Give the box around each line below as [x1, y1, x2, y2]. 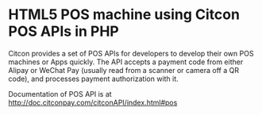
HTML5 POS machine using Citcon [8, 6, 241, 24]
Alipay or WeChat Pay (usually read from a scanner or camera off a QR [8, 65, 240, 75]
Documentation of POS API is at [8, 89, 113, 98]
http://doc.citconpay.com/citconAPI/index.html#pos [8, 98, 178, 107]
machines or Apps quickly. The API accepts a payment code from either [8, 57, 244, 67]
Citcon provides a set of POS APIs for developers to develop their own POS [8, 48, 254, 58]
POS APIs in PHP [8, 22, 119, 40]
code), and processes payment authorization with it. [8, 74, 179, 83]
